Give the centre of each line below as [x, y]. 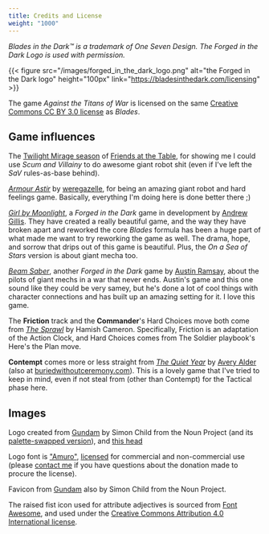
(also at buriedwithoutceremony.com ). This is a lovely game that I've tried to [134, 371]
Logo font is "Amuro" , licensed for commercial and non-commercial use [127, 457]
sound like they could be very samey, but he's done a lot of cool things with [133, 288]
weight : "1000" [34, 23]
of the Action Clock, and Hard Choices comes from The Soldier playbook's [132, 338]
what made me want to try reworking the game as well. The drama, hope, [129, 239]
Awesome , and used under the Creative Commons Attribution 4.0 [116, 513]
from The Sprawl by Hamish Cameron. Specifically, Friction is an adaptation [133, 330]
